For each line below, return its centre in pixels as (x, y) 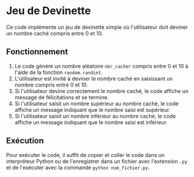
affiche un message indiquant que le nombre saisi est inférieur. (91, 122)
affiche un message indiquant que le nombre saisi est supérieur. (93, 109)
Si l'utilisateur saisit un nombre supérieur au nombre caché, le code (96, 103)
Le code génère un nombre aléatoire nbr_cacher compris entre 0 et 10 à (101, 66)
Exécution (25, 141)
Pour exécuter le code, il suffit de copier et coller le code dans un (86, 155)
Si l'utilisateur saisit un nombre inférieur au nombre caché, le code (95, 116)
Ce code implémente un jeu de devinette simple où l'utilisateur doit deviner (97, 27)
